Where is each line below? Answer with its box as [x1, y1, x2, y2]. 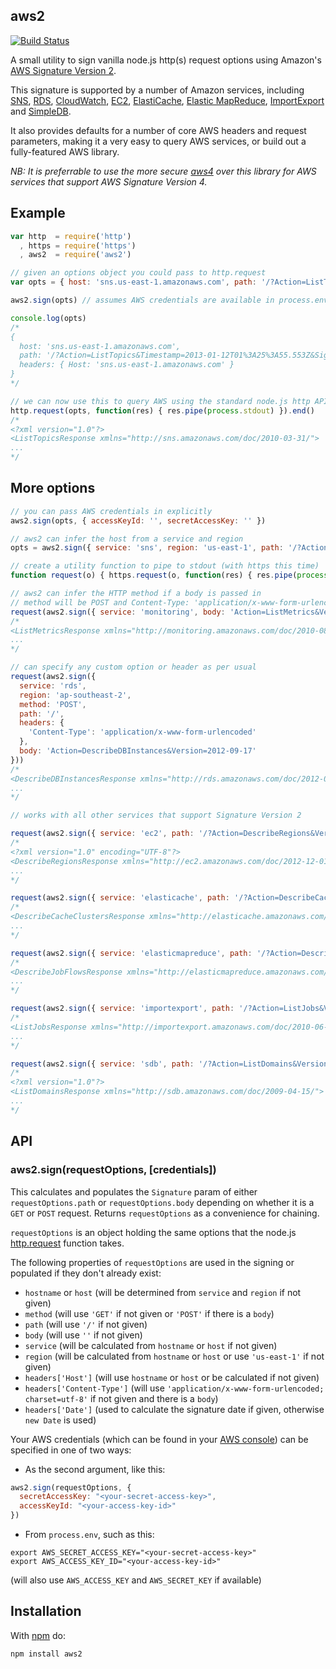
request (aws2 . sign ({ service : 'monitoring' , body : [10, 607, 226, 617]
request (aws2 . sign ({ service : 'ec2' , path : [10, 829, 195, 839]
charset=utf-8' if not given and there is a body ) [24, 1392, 219, 1404]
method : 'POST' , [19, 699, 87, 709]
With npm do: [10, 1629, 67, 1641]
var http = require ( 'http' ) [10, 231, 132, 241]
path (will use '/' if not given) [24, 1318, 148, 1330]
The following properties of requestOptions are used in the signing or [10, 1256, 295, 1268]
